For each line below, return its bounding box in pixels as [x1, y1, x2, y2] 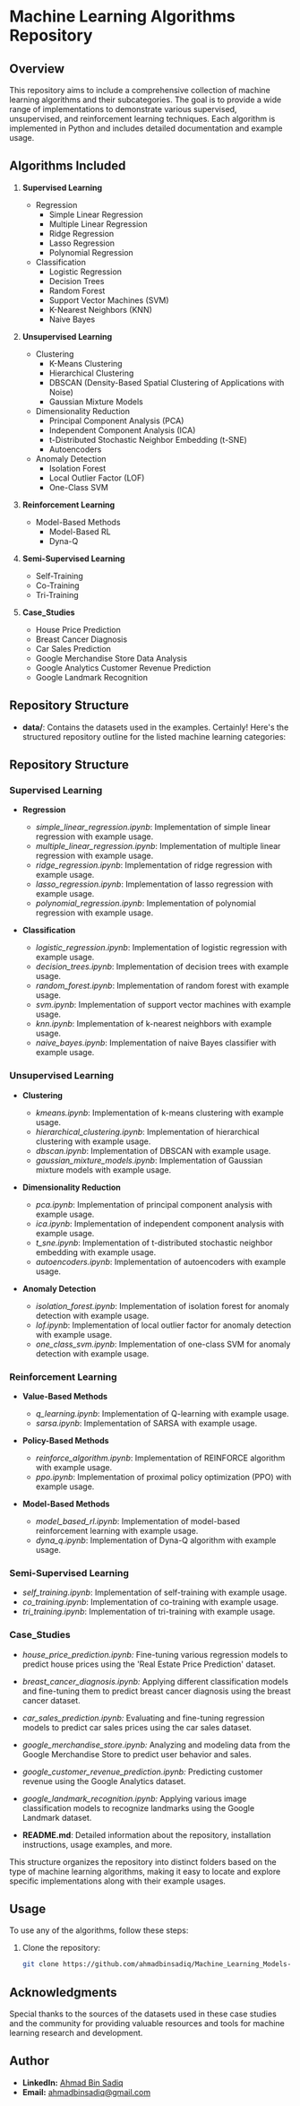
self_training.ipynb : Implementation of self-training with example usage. [21, 1587, 287, 1598]
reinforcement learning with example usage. [35, 1525, 199, 1536]
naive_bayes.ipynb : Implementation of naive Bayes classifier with [35, 1037, 277, 1048]
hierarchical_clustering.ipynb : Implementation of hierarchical [35, 1126, 260, 1137]
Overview [9, 61, 65, 76]
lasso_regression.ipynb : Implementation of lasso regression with [35, 879, 273, 889]
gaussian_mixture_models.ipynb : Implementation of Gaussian [35, 1155, 263, 1166]
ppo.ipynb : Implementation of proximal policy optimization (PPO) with [35, 1471, 292, 1482]
